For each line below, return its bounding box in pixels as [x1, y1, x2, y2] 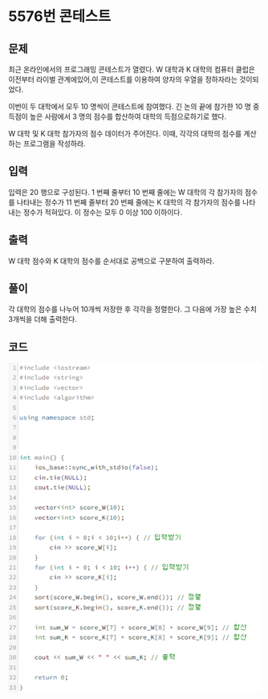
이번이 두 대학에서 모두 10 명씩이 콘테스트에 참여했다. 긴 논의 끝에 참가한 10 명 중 [8, 102, 260, 111]
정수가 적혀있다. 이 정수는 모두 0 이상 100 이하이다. [22, 207, 183, 217]
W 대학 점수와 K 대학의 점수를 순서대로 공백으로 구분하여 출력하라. [8, 256, 215, 266]
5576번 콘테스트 [8, 7, 112, 26]
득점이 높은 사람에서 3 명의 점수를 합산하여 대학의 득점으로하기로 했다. [8, 112, 227, 121]
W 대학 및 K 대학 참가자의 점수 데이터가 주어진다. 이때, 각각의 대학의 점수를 [8, 129, 242, 138]
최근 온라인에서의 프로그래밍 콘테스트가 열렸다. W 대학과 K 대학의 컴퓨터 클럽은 [8, 65, 255, 74]
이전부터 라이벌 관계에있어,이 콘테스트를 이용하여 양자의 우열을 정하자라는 [8, 75, 238, 84]
